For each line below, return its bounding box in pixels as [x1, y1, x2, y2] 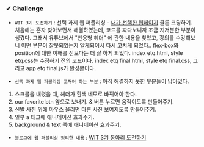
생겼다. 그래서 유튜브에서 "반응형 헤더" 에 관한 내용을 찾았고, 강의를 [14, 34, 175, 41]
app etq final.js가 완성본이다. [26, 65, 96, 72]
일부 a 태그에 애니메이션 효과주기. [14, 113, 95, 121]
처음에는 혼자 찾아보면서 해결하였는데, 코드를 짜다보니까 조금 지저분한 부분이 [14, 26, 196, 34]
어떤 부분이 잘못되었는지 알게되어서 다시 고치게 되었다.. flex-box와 [21, 41, 179, 49]
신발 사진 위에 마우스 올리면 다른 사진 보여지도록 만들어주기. [14, 106, 157, 113]
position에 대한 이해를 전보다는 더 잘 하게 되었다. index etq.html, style [14, 49, 183, 57]
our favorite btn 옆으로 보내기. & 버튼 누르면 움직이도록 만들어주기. [14, 98, 175, 106]
